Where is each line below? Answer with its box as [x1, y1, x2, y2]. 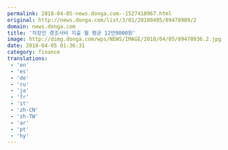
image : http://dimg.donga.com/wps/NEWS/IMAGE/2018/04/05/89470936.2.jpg [7, 36, 222, 43]
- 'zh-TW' [10, 113, 39, 120]
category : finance [7, 49, 60, 56]
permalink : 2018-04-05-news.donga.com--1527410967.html [7, 10, 172, 17]
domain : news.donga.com [7, 23, 76, 30]
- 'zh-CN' [10, 106, 39, 113]
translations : [7, 55, 49, 62]
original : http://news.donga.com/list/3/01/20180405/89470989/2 [7, 17, 197, 24]
